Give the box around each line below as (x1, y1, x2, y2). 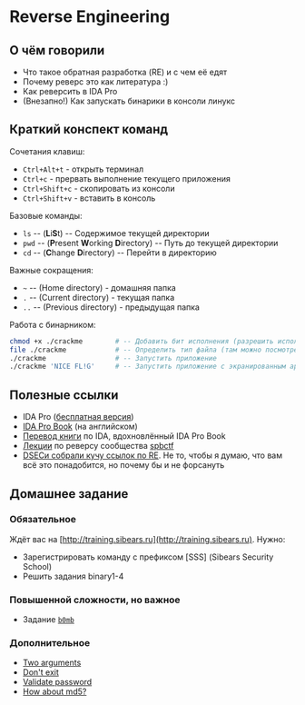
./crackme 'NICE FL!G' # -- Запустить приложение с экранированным (9, 362, 286, 372)
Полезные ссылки (9, 387, 119, 402)
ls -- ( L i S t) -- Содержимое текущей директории (22, 227, 211, 238)
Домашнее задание (9, 486, 129, 501)
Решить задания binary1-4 (22, 571, 124, 581)
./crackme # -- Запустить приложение (9, 353, 218, 362)
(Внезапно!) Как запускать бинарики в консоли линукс (22, 95, 236, 106)
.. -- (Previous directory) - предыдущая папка (22, 302, 200, 313)
